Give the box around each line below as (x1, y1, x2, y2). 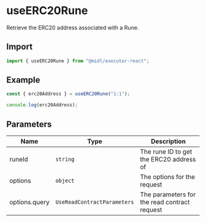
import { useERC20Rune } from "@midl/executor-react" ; (6, 57, 150, 64)
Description (151, 137, 186, 146)
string (55, 156, 75, 163)
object (55, 177, 75, 184)
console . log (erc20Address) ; (6, 102, 78, 108)
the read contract (140, 198, 190, 206)
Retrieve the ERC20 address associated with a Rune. (6, 24, 139, 31)
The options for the (140, 172, 195, 181)
